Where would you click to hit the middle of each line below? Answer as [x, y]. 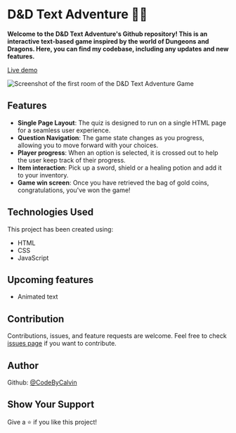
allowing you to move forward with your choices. [88, 145]
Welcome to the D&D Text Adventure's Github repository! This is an [107, 34]
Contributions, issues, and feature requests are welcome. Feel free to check [117, 336]
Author [23, 365]
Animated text [38, 297]
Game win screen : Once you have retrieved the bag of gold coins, [113, 182]
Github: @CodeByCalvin [42, 382]
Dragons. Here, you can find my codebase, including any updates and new [118, 49]
